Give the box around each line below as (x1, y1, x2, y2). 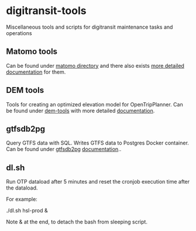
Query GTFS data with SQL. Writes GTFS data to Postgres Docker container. (6, 139, 189, 147)
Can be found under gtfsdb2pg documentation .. (6, 146, 122, 153)
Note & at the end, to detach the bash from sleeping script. (6, 218, 148, 226)
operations (6, 29, 32, 36)
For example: (6, 196, 38, 203)
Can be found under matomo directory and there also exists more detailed (6, 62, 184, 69)
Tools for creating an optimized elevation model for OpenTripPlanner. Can (6, 101, 183, 108)
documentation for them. (6, 68, 66, 75)
